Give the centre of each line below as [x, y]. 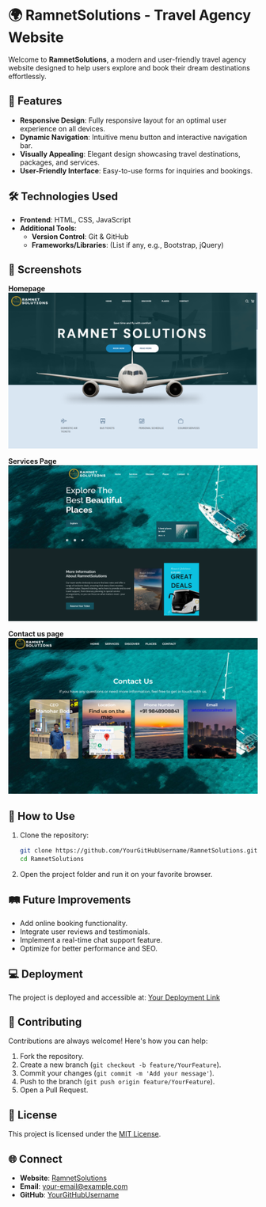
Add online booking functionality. [74, 923]
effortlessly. [28, 76]
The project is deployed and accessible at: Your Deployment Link [114, 997]
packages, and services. [60, 162]
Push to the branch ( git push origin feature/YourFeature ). [117, 1082]
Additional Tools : [48, 228]
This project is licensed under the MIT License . [85, 1134]
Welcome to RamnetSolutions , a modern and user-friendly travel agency [127, 59]
